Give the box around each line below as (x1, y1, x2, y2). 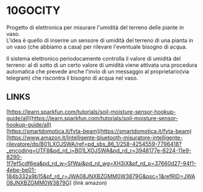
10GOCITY (6, 4, 61, 18)
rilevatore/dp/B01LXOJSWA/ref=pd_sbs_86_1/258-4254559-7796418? (6, 140, 182, 148)
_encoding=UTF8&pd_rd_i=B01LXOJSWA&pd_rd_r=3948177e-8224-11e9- (6, 146, 192, 154)
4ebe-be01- (6, 166, 37, 173)
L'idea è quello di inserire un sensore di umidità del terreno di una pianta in (6, 36, 194, 44)
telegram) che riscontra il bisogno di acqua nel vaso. (6, 74, 138, 81)
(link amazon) (73, 179, 107, 186)
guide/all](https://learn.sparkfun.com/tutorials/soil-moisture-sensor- (6, 114, 179, 122)
